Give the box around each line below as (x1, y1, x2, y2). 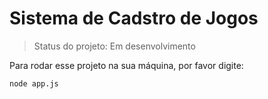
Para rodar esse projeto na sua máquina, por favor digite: (9, 59, 244, 71)
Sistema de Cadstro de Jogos (9, 7, 259, 30)
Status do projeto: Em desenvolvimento (33, 40, 196, 52)
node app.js (9, 78, 59, 89)
